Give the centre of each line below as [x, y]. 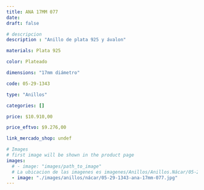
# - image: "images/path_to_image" [57, 166]
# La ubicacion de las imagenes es [57, 172]
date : [13, 18]
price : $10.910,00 [29, 117]
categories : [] [25, 106]
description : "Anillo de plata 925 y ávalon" [66, 40]
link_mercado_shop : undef [39, 138]
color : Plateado [27, 62]
